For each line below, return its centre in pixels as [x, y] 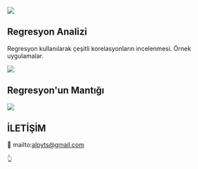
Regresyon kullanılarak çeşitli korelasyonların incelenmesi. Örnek [99, 48]
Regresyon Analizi [47, 32]
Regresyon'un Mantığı [56, 91]
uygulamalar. [25, 56]
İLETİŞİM [27, 129]
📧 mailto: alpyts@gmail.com [46, 145]
